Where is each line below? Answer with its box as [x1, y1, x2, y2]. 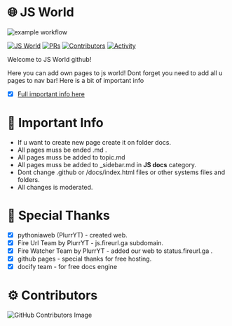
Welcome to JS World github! [7, 55, 92, 63]
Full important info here [17, 89, 86, 98]
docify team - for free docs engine [17, 263, 118, 271]
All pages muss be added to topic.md [17, 152, 125, 162]
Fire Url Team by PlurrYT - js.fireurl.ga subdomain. [17, 238, 163, 247]
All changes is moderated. [17, 183, 93, 191]
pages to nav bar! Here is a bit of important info [7, 76, 144, 84]
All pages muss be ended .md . [17, 145, 107, 154]
